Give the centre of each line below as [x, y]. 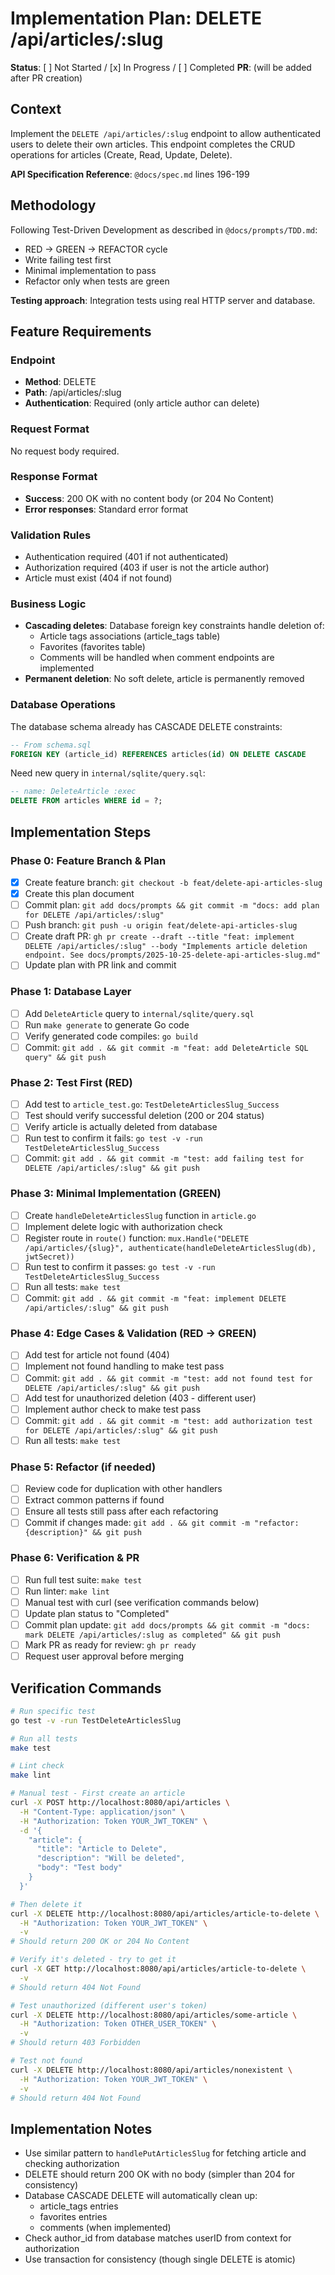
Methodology [53, 205]
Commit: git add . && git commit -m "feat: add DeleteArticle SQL [166, 1047]
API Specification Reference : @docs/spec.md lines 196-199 [130, 174]
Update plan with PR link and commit [100, 965]
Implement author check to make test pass [113, 1409]
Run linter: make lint [67, 1591]
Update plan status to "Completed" [97, 1613]
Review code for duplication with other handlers [123, 1489]
